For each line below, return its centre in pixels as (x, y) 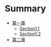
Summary (25, 9)
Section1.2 (30, 34)
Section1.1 (29, 28)
